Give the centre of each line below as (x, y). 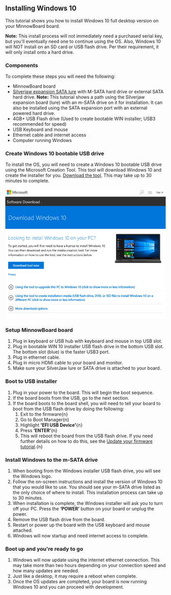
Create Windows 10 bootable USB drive (55, 154)
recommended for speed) (39, 124)
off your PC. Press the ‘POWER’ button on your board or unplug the (83, 508)
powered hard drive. (34, 114)
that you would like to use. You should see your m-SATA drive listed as (87, 487)
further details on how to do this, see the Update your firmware (86, 441)
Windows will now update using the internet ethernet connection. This (86, 560)
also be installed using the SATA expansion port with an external (80, 108)
